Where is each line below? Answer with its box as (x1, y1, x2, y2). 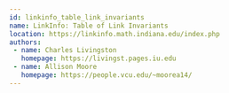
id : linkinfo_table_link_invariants (9, 12, 145, 22)
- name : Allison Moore (12, 63, 98, 72)
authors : (9, 37, 42, 47)
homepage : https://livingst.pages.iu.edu (20, 54, 177, 63)
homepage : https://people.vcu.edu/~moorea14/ (20, 71, 193, 80)
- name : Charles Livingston (12, 46, 117, 55)
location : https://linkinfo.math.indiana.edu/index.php (9, 29, 220, 38)
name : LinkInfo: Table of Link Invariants (9, 21, 169, 30)
